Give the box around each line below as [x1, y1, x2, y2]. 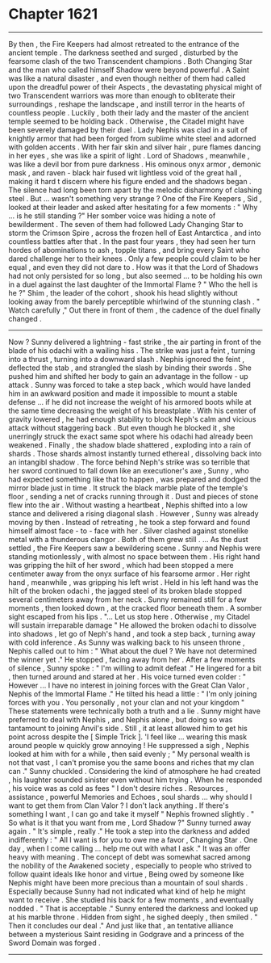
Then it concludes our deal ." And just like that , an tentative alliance [8, 920, 234, 930]
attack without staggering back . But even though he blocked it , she [8, 423, 236, 432]
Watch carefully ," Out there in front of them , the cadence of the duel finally [8, 305, 261, 315]
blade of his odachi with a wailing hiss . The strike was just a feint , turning [8, 345, 256, 355]
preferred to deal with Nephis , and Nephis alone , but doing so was [8, 714, 233, 724]
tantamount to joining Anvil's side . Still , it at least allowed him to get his [8, 723, 248, 733]
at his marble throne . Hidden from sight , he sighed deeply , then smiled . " [8, 912, 258, 922]
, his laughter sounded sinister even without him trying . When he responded [8, 775, 263, 784]
